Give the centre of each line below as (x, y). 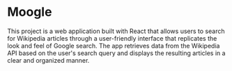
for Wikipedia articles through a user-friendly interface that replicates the (112, 38)
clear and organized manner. (48, 60)
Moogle (30, 12)
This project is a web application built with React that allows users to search (116, 31)
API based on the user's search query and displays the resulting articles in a (116, 53)
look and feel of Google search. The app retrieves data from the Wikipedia (114, 45)
